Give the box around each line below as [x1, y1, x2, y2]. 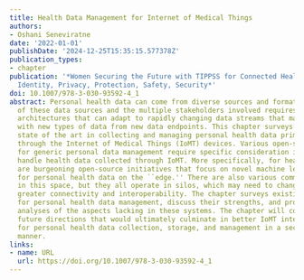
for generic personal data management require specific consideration [17, 147, 290, 156]
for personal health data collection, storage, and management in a [17, 223, 281, 232]
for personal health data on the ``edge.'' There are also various [17, 173, 278, 182]
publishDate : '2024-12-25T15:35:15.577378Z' [9, 47, 180, 56]
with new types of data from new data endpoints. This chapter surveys [17, 123, 294, 132]
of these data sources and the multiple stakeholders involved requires [17, 106, 298, 115]
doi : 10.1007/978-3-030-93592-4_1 [9, 89, 140, 98]
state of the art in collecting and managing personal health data [17, 131, 278, 140]
